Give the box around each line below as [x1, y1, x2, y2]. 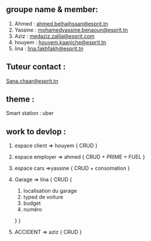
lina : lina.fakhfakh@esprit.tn [14, 45, 84, 52]
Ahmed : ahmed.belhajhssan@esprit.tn [14, 20, 108, 27]
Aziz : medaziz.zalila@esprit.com [14, 32, 95, 40]
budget [23, 200, 41, 207]
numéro [23, 206, 43, 213]
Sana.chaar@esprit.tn [6, 77, 59, 84]
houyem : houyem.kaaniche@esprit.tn [14, 39, 107, 46]
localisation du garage [23, 187, 77, 194]
